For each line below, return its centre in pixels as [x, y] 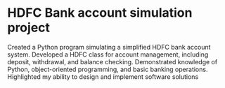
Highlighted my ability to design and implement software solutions [103, 76]
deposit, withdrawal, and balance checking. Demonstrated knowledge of [112, 61]
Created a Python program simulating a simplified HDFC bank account [109, 47]
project [29, 28]
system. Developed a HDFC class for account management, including [108, 54]
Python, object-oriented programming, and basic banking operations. [108, 69]
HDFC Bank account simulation [100, 13]
